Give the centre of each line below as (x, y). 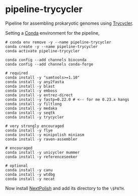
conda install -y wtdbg (30, 174)
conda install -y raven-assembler (42, 139)
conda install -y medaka (31, 108)
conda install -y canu (29, 170)
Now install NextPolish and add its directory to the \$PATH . (65, 188)
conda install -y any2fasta (35, 82)
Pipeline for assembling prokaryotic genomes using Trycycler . (69, 23)
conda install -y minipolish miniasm (45, 135)
